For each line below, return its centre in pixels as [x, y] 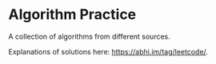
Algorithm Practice [72, 15]
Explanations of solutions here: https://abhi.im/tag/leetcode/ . [108, 51]
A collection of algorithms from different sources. [89, 36]
